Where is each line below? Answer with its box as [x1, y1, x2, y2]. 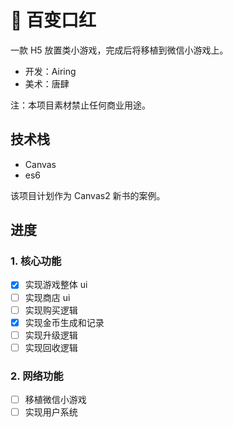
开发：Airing [24, 65, 77, 77]
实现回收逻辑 [24, 341, 78, 353]
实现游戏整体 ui [24, 279, 88, 291]
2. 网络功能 [10, 369, 64, 383]
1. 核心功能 [10, 254, 62, 268]
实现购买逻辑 [24, 304, 78, 316]
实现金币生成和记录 [24, 316, 105, 328]
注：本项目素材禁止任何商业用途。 [10, 99, 151, 111]
